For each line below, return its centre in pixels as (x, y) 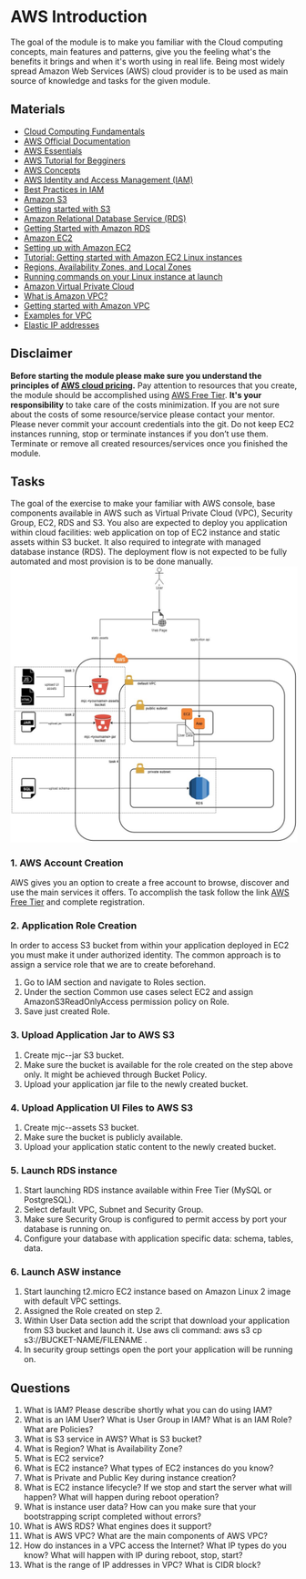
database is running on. (68, 1229)
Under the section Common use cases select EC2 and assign (138, 992)
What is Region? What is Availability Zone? (103, 1449)
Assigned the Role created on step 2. (93, 1311)
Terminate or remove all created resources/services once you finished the (149, 443)
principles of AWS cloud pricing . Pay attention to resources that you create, (154, 385)
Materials (38, 110)
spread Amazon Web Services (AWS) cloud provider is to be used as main (149, 71)
